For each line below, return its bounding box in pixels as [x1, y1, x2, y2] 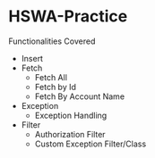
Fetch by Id [34, 81, 77, 92]
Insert [21, 53, 44, 63]
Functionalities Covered [8, 36, 96, 46]
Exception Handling [34, 110, 108, 121]
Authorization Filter [34, 129, 106, 139]
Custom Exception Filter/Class [34, 138, 147, 149]
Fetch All [34, 71, 68, 82]
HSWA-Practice [8, 6, 128, 27]
